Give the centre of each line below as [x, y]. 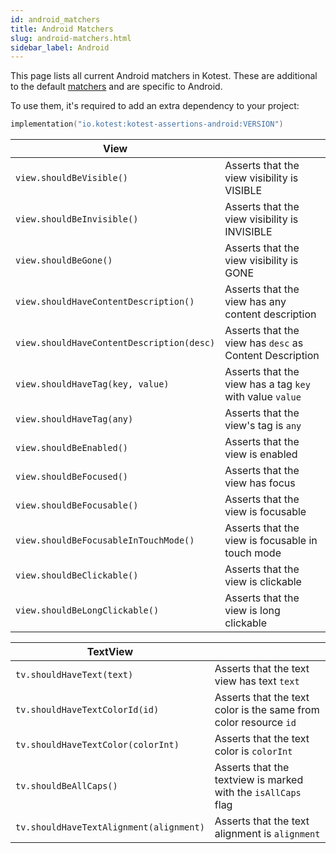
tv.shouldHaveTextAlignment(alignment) [110, 827]
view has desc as [264, 343]
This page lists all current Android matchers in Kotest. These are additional [164, 76]
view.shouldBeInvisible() [77, 219]
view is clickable [263, 582]
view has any [255, 302]
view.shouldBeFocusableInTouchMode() [105, 540]
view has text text [257, 681]
